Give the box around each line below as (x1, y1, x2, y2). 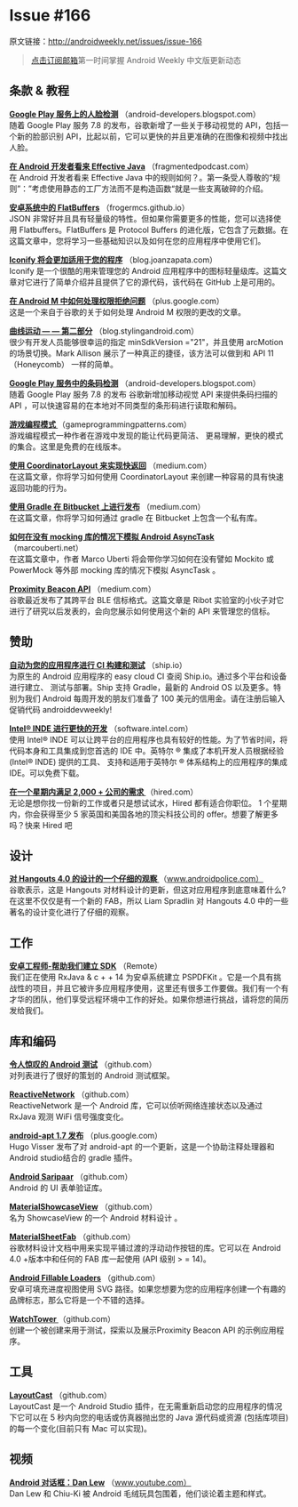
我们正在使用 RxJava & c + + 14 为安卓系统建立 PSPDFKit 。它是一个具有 (9, 971, 274, 983)
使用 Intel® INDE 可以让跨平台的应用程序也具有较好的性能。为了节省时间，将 (9, 734, 288, 745)
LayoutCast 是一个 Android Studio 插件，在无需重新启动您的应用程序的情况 (9, 1400, 283, 1411)
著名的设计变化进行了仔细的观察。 (9, 907, 134, 917)
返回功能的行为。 (9, 482, 72, 493)
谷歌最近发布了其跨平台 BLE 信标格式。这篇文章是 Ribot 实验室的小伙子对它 (9, 594, 285, 605)
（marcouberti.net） (9, 542, 84, 552)
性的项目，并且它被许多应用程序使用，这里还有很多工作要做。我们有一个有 (16, 983, 289, 994)
